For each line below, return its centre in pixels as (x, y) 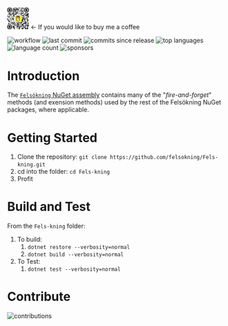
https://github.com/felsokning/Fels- (164, 157)
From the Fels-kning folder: (46, 226)
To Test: (29, 262)
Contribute (39, 297)
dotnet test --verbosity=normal (74, 270)
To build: (30, 239)
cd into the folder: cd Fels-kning (64, 172)
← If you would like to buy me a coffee (85, 27)
